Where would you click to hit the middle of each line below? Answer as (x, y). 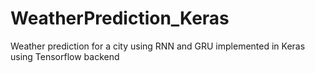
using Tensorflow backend (65, 56)
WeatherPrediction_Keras (120, 18)
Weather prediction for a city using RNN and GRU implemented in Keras (158, 46)
